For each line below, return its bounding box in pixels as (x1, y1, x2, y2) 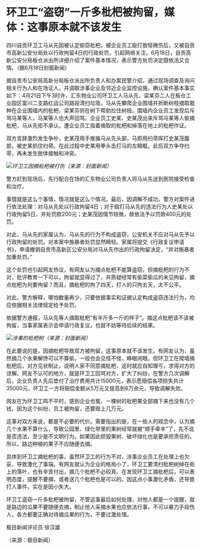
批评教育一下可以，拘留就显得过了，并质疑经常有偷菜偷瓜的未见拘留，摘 (16, 273, 195, 281)
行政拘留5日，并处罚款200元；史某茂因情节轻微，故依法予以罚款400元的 (6, 210, 187, 217)
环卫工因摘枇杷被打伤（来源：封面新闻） (12, 162, 112, 169)
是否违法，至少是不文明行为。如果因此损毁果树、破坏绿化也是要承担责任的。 (6, 432, 195, 440)
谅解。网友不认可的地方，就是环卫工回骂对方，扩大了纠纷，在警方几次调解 (6, 369, 190, 377)
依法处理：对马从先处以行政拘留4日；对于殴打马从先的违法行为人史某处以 (11, 202, 193, 210)
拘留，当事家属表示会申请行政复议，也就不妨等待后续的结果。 (6, 321, 159, 329)
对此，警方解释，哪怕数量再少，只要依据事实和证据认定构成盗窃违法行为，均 (6, 294, 195, 301)
